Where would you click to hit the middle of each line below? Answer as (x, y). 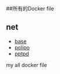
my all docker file (27, 65)
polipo (22, 47)
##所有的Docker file (30, 8)
